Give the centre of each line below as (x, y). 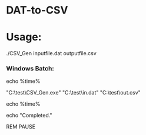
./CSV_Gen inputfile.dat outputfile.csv (52, 53)
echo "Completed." (29, 116)
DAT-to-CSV (37, 10)
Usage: (24, 37)
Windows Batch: (30, 69)
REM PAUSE (21, 127)
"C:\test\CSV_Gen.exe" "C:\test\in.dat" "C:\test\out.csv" (74, 93)
